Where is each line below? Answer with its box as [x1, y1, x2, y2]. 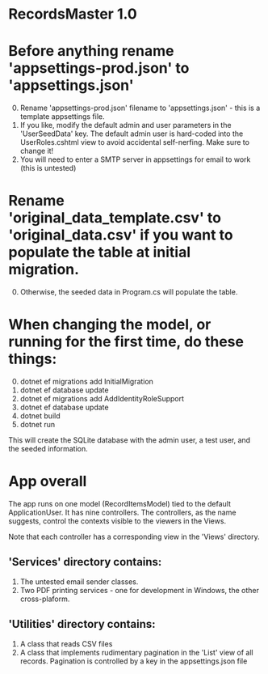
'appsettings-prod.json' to [8, 59, 190, 78]
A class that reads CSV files [19, 638, 113, 648]
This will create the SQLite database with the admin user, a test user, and [8, 435, 251, 445]
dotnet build [19, 411, 61, 421]
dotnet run [19, 420, 56, 429]
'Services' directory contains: [8, 555, 162, 569]
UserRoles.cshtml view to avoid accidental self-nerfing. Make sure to [19, 138, 250, 147]
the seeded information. [8, 444, 89, 453]
